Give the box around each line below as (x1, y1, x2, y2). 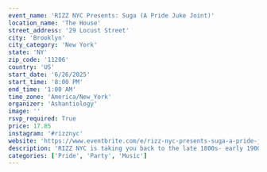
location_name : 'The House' (8, 19, 102, 27)
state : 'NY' (8, 48, 48, 56)
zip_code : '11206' (8, 56, 69, 64)
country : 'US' (8, 63, 56, 71)
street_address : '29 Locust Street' (8, 26, 130, 34)
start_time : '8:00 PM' (8, 78, 83, 86)
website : (8, 136, 37, 145)
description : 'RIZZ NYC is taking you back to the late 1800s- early (8, 144, 244, 152)
